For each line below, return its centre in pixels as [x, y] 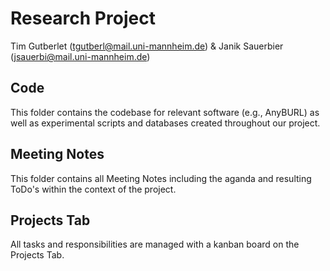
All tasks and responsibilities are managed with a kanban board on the [155, 244]
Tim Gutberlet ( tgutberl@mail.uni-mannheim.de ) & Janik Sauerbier [147, 46]
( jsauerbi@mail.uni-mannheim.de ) [80, 56]
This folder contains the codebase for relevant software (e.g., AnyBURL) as [165, 112]
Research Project [83, 18]
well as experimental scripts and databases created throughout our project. [165, 123]
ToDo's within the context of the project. [93, 189]
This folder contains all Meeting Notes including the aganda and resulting [161, 178]
